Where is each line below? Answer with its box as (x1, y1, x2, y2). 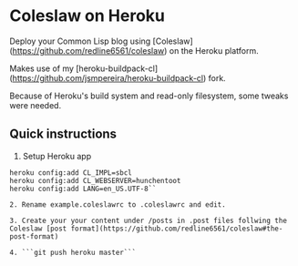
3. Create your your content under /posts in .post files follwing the (9, 216, 287, 225)
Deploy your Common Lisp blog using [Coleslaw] (9, 36, 193, 46)
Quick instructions (9, 127, 117, 142)
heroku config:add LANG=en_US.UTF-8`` (9, 184, 157, 193)
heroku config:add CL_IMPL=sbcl (9, 168, 132, 178)
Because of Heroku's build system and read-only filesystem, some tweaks (9, 90, 289, 101)
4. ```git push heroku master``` (9, 248, 137, 257)
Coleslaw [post (9, 224, 67, 233)
